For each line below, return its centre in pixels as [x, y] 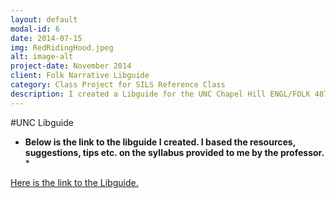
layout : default [44, 19]
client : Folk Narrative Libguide [80, 76]
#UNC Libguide [42, 122]
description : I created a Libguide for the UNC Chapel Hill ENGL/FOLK [160, 94]
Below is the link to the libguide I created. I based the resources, [160, 142]
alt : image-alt [42, 57]
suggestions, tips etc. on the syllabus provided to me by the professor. [174, 152]
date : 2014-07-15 [46, 38]
